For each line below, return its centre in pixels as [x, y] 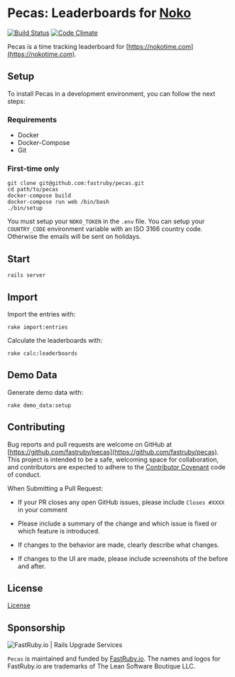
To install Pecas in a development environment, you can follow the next [111, 93]
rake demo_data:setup [39, 405]
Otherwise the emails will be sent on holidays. [74, 237]
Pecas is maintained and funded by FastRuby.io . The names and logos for [114, 659]
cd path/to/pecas [33, 190]
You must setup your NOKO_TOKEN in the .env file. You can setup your [106, 221]
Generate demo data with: [45, 392]
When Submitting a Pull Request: [55, 488]
